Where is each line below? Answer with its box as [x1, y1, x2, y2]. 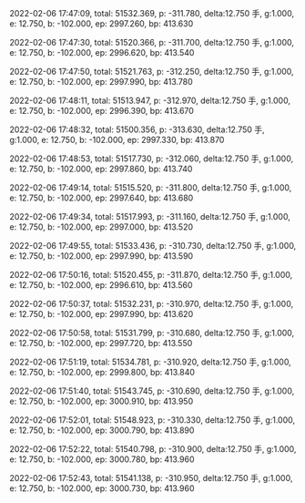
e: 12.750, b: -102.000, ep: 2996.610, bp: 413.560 [9, 280, 193, 290]
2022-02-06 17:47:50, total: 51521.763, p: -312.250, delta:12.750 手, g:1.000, [9, 67, 294, 77]
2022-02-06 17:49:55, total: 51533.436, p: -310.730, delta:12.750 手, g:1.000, [9, 241, 297, 251]
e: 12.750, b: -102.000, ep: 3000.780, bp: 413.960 [9, 454, 195, 465]
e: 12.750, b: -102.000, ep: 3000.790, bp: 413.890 [9, 425, 195, 436]
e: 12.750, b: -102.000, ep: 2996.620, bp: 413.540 [9, 47, 195, 57]
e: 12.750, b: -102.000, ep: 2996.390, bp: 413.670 [9, 106, 194, 116]
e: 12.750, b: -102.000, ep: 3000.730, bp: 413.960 [9, 483, 195, 494]
